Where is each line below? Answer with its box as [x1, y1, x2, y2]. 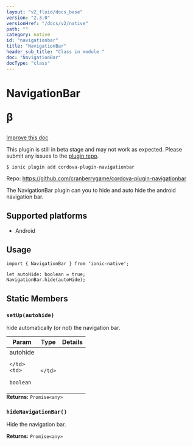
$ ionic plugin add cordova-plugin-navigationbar [6, 164, 135, 170]
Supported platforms [6, 211, 87, 221]
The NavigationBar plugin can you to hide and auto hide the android [6, 186, 177, 194]
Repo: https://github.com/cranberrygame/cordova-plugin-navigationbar [6, 175, 187, 182]
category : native [6, 32, 51, 38]
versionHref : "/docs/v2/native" [6, 20, 88, 26]
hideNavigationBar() [6, 408, 68, 415]
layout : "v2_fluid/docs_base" [6, 9, 83, 15]
